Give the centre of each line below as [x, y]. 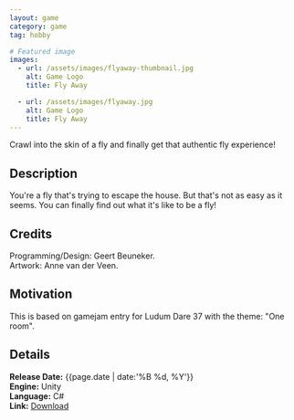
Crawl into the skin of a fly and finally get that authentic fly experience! [142, 145]
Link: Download [39, 405]
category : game [38, 26]
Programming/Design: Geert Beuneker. [82, 256]
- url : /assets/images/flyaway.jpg [85, 101]
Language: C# [37, 396]
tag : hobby [30, 35]
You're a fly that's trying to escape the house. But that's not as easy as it [146, 195]
